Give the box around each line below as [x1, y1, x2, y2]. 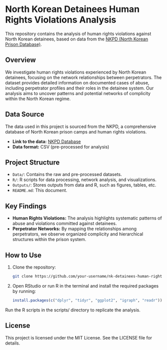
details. [5, 340, 20, 346]
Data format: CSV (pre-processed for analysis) [12, 143, 110, 149]
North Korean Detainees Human [5, 3, 140, 15]
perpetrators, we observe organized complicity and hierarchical [12, 231, 144, 237]
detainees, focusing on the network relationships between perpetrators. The [5, 74, 162, 80]
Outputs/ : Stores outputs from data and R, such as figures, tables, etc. [12, 182, 157, 188]
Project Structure [5, 158, 60, 166]
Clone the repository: [12, 264, 56, 270]
